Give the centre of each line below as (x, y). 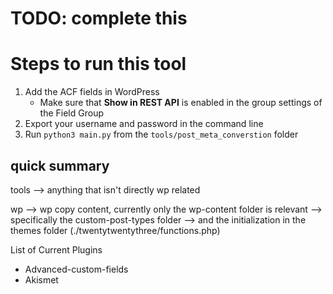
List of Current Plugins (56, 249)
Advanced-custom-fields (76, 269)
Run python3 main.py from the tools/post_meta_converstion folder (161, 134)
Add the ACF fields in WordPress (92, 92)
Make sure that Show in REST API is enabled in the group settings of (181, 103)
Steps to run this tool (98, 64)
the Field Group (71, 113)
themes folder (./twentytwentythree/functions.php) (115, 230)
